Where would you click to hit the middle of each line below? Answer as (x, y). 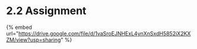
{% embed (19, 27)
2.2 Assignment (46, 11)
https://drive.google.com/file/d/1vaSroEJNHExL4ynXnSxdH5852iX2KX (104, 33)
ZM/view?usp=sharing (34, 40)
